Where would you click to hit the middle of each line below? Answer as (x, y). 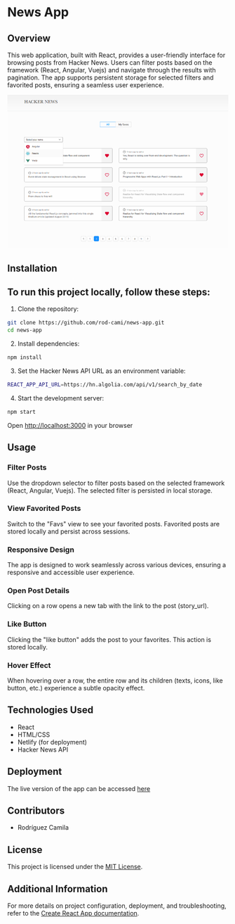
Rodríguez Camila (43, 828)
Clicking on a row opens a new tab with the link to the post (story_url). (108, 606)
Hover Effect (29, 665)
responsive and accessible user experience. (71, 572)
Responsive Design (41, 550)
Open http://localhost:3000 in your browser (70, 425)
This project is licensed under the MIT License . (75, 867)
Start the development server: (61, 398)
